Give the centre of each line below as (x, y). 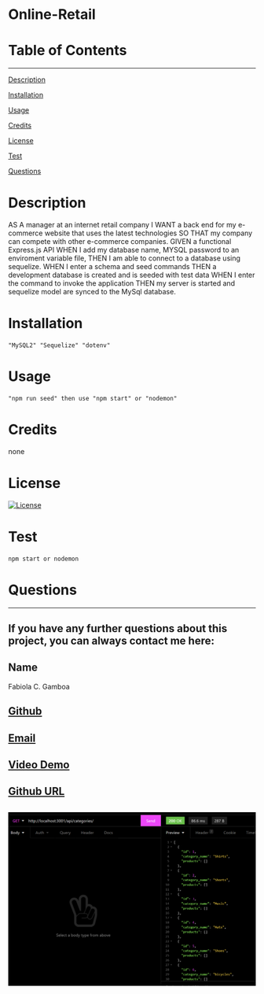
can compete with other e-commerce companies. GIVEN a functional (120, 242)
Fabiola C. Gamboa (39, 686)
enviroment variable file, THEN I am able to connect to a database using (125, 258)
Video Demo (39, 765)
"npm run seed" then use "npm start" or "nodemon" (93, 398)
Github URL (37, 791)
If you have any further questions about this (118, 628)
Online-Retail (52, 15)
